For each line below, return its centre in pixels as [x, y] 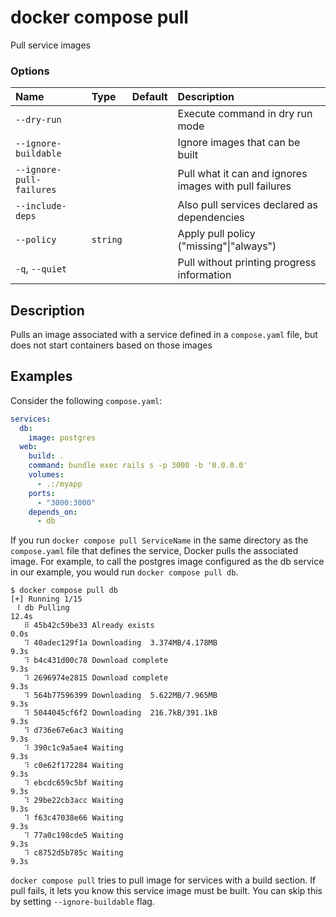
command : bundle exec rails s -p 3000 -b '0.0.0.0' [138, 466]
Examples [41, 376]
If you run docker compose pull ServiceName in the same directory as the [159, 540]
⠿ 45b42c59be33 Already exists [89, 626]
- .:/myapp [59, 484]
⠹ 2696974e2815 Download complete [96, 678]
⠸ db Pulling [42, 608]
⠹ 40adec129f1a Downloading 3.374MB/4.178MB [120, 643]
